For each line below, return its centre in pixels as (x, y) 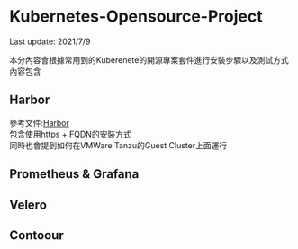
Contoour (37, 235)
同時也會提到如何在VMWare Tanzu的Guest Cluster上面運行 (118, 145)
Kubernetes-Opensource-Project (136, 17)
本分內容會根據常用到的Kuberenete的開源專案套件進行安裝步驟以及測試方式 (149, 59)
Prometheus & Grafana (74, 174)
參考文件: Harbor (40, 122)
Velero (28, 205)
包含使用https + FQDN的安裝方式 (71, 134)
